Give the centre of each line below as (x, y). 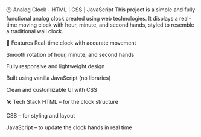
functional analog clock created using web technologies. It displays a (92, 18)
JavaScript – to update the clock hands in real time (69, 127)
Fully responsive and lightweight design (56, 66)
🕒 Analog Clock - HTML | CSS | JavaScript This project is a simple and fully (101, 10)
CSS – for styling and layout (41, 116)
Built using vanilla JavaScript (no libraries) (59, 78)
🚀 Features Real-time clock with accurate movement (71, 43)
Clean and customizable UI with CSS (52, 90)
